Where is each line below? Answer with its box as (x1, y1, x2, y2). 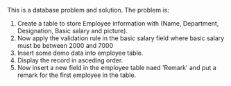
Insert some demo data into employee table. (17, 49, 144, 57)
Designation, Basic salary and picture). (17, 27, 128, 35)
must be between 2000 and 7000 (17, 42, 113, 49)
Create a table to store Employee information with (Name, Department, (17, 19, 219, 27)
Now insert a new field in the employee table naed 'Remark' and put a (17, 64, 216, 71)
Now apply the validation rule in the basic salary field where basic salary (17, 34, 225, 42)
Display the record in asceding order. (17, 56, 123, 64)
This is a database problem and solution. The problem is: (7, 6, 170, 14)
